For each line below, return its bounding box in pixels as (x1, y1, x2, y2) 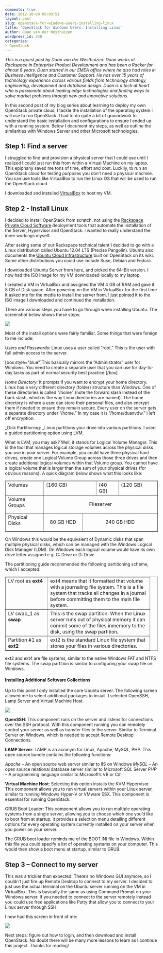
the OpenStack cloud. (5, 181, 49, 187)
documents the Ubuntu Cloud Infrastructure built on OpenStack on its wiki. (5, 252, 154, 258)
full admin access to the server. (5, 350, 68, 356)
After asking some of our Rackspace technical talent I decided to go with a (5, 242, 154, 248)
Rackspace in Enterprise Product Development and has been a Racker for (5, 62, 153, 68)
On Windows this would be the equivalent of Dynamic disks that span (5, 536, 144, 542)
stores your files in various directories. (50, 643, 137, 650)
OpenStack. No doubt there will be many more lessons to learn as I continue (5, 937, 157, 943)
